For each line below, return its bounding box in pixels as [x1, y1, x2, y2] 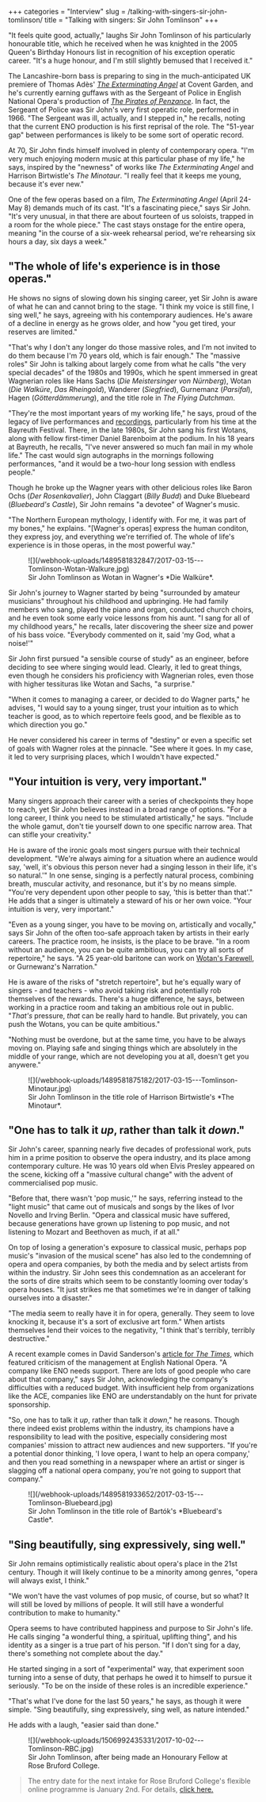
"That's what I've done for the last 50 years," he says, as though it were [8, 1696, 241, 1706]
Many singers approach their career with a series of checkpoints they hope [8, 796, 253, 805]
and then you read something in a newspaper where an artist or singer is [8, 1458, 245, 1467]
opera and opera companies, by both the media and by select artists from [8, 1259, 249, 1269]
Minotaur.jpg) [28, 1083, 72, 1093]
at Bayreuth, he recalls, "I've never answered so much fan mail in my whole [8, 442, 253, 451]
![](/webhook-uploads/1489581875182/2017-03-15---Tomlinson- [28, 1075, 238, 1085]
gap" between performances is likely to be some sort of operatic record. [8, 130, 244, 140]
